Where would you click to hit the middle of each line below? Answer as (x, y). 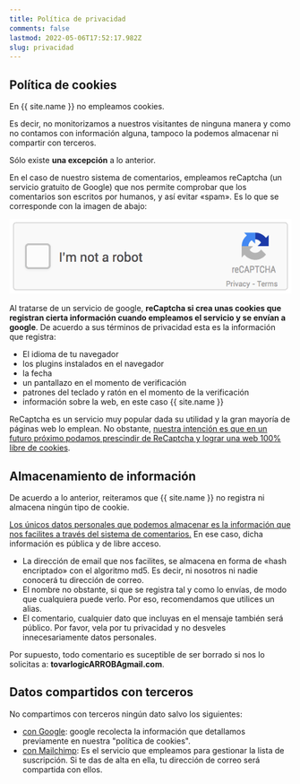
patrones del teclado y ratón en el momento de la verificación (135, 392)
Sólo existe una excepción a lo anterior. (83, 161)
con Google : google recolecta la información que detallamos (134, 731)
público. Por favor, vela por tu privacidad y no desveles (124, 628)
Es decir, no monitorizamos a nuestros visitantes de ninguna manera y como (150, 124)
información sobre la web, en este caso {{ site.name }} (123, 402)
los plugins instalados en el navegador (93, 364)
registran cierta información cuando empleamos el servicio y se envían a (148, 318)
